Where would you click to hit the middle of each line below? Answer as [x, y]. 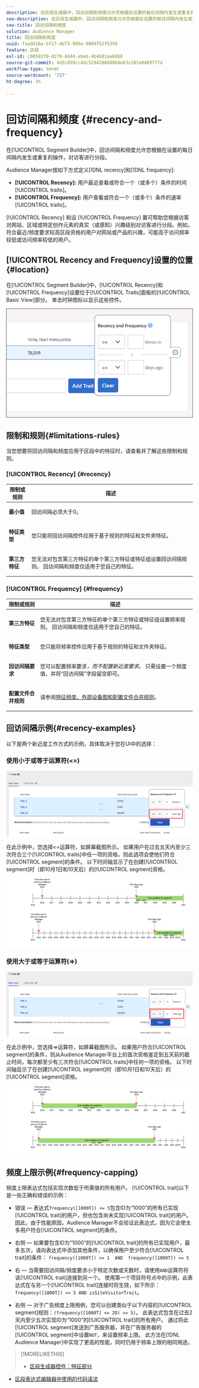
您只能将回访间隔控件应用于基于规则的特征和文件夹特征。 [102, 535]
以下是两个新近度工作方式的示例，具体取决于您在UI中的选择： [81, 744]
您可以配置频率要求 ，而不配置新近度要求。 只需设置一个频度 [113, 666]
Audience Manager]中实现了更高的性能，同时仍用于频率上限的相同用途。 [104, 1342]
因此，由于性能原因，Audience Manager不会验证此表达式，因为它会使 [100, 1223]
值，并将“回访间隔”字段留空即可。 [81, 674]
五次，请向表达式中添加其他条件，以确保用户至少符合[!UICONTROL [102, 1250]
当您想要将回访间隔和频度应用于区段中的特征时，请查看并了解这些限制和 [94, 451]
